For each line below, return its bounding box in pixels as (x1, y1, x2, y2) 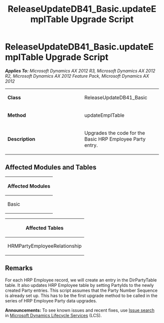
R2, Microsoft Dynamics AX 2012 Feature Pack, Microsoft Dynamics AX (5, 73, 149, 79)
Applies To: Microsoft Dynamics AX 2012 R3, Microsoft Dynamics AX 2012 (5, 67, 156, 74)
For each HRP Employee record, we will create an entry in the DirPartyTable (5, 277, 157, 283)
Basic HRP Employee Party (84, 135, 146, 142)
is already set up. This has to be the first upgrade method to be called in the (5, 292, 158, 299)
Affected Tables (25, 224, 64, 231)
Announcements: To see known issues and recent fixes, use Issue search (5, 307, 155, 313)
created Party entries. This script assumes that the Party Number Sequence (5, 287, 158, 293)
